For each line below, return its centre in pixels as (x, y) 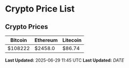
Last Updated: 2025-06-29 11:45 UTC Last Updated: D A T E (65, 60)
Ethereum (46, 40)
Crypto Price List (40, 9)
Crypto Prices (27, 27)
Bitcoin (19, 40)
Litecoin (72, 40)
